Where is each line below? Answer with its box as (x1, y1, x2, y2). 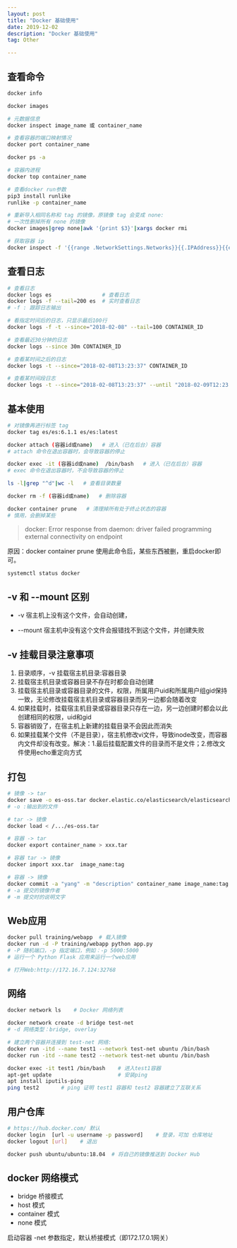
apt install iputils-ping (7, 1078, 83, 1085)
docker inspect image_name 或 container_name (7, 121, 142, 129)
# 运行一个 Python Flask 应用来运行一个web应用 (7, 954, 136, 961)
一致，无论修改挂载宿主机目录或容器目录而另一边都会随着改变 (17, 695, 197, 704)
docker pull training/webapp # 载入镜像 (7, 934, 127, 941)
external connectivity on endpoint (24, 532, 123, 541)
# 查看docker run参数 (7, 186, 67, 193)
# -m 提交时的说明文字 (7, 894, 66, 901)
